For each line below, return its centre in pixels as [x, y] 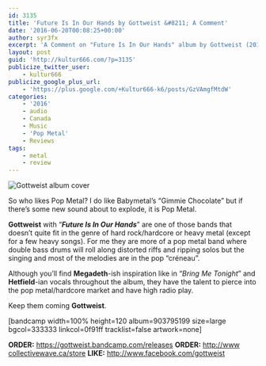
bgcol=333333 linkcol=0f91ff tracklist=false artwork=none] [105, 330]
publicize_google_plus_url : [55, 82]
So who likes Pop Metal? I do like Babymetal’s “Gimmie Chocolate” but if [125, 201]
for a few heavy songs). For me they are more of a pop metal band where [127, 242]
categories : [28, 97]
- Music [35, 126]
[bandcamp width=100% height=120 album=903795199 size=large [117, 321]
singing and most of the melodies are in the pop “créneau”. [104, 258]
